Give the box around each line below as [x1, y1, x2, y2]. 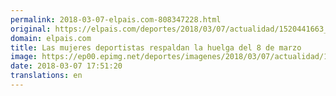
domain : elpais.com [10, 33, 92, 43]
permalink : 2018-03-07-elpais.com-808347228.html [10, 14, 222, 25]
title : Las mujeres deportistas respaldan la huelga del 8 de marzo [10, 42, 302, 53]
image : [10, 52, 38, 62]
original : [10, 24, 52, 34]
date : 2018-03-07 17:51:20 [10, 61, 123, 71]
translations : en [10, 71, 83, 81]
